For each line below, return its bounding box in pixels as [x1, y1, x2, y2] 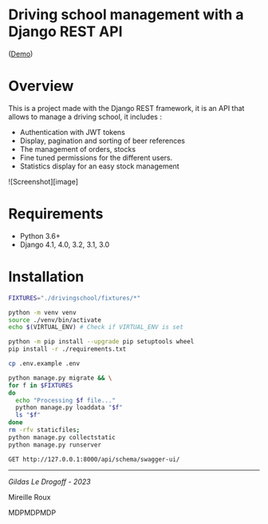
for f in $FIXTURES [8, 381, 73, 389]
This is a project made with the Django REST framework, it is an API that [8, 103, 245, 113]
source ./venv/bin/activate [8, 316, 102, 324]
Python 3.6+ [19, 231, 61, 240]
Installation [8, 268, 85, 285]
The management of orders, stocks [19, 144, 136, 153]
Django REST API [8, 22, 123, 41]
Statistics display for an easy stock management [19, 161, 179, 171]
